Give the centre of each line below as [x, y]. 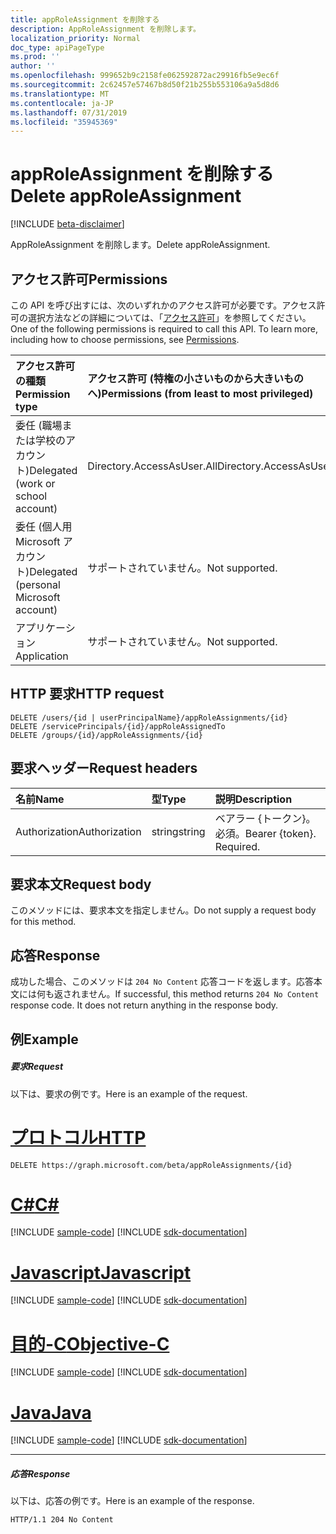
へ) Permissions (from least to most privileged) [200, 393]
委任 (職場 [39, 425]
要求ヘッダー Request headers [104, 768]
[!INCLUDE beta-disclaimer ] [67, 224]
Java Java [51, 1412]
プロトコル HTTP [78, 1137]
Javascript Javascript [101, 1272]
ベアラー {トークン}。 [265, 818]
